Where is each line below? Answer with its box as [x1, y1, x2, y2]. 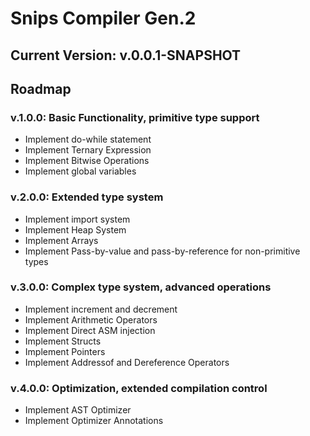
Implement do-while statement [24, 133, 152, 146]
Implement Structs [24, 335, 102, 347]
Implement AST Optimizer [24, 404, 132, 416]
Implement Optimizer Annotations [24, 415, 164, 427]
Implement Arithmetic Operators [24, 313, 158, 326]
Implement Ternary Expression [24, 144, 152, 156]
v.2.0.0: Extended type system [10, 190, 164, 204]
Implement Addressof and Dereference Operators [24, 356, 230, 368]
